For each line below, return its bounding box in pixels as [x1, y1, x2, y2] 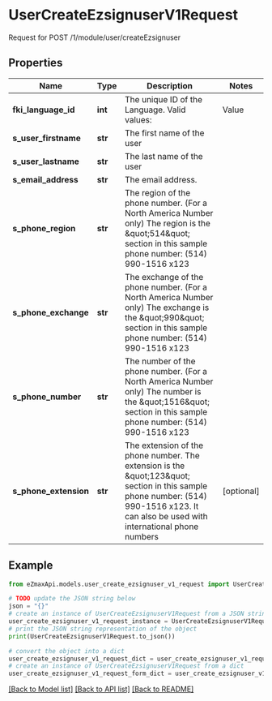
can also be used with [125, 510, 208, 522]
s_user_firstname [12, 132, 81, 144]
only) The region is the [125, 217, 210, 229]
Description [147, 80, 193, 91]
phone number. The [125, 449, 200, 461]
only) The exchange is [125, 302, 210, 313]
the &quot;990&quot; [125, 312, 205, 323]
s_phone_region [12, 222, 76, 234]
